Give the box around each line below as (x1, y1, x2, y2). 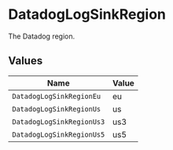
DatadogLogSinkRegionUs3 (12, 117, 105, 126)
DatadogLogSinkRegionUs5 (12, 130, 105, 139)
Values (8, 54, 43, 68)
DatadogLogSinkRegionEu (12, 92, 101, 101)
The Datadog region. (8, 31, 75, 41)
